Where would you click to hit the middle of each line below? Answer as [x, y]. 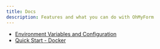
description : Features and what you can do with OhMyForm [80, 17]
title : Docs [21, 12]
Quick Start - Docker [40, 40]
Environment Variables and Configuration [66, 34]
